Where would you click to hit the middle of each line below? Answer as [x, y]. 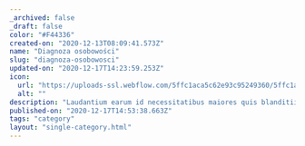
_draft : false [36, 26]
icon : [20, 77]
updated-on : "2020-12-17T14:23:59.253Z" [87, 69]
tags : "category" [42, 119]
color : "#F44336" [42, 34]
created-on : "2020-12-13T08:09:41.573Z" [87, 43]
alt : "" [32, 93]
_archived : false [42, 18]
